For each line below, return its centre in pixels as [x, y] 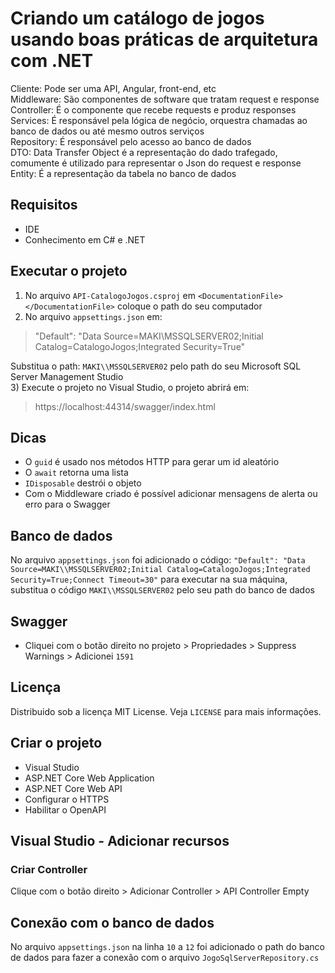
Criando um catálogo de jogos [137, 18]
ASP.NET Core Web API [73, 788]
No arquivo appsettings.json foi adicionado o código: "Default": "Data [158, 560]
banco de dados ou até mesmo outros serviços [107, 131]
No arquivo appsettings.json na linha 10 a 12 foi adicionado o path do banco [167, 947]
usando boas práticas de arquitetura [164, 39]
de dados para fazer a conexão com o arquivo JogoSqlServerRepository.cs [165, 958]
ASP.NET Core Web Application [89, 778]
